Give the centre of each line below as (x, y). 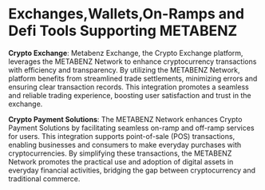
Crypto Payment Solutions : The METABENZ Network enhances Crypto (125, 119)
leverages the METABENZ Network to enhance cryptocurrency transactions (132, 61)
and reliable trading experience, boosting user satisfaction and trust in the (130, 95)
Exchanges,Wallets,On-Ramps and (127, 14)
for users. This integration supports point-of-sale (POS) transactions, (122, 136)
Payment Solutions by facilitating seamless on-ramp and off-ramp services (131, 128)
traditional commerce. (44, 178)
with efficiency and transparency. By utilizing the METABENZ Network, (124, 69)
